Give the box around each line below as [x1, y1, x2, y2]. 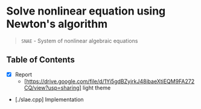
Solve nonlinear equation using [6, 4, 166, 18]
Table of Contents [6, 54, 75, 65]
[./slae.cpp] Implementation [14, 96, 84, 103]
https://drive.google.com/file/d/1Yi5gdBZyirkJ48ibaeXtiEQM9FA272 [26, 78, 195, 85]
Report [14, 71, 32, 78]
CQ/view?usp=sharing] [24, 84, 81, 91]
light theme [82, 84, 111, 91]
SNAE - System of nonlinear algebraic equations [21, 37, 138, 44]
